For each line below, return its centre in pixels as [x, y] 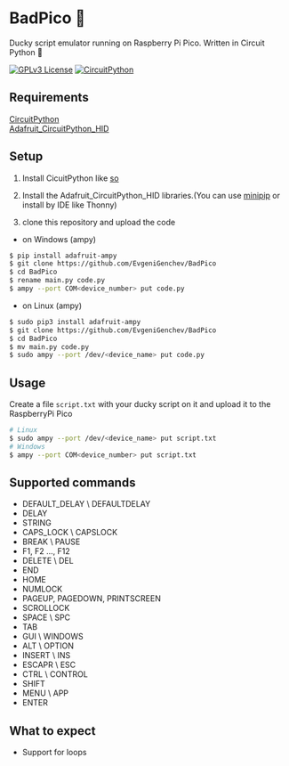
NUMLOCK [42, 589]
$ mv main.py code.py [49, 346]
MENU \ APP [45, 693]
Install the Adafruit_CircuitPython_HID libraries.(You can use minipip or [151, 195]
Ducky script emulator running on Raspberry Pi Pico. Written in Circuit [137, 43]
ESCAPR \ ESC [49, 665]
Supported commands [72, 483]
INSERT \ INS [46, 656]
